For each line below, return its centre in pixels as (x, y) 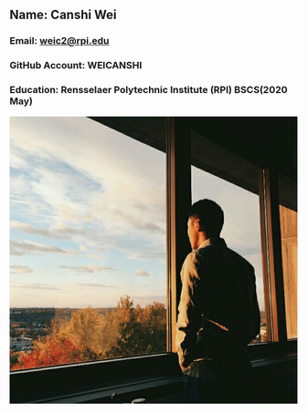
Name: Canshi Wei (63, 15)
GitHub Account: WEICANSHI (76, 66)
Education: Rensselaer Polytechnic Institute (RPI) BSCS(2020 (148, 90)
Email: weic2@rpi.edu (59, 41)
